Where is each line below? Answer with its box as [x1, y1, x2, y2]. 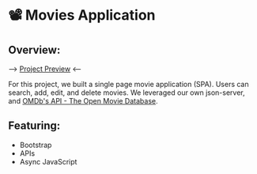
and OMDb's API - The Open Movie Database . [8, 96, 158, 105]
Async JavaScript [19, 157, 77, 166]
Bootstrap [19, 140, 52, 149]
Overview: [8, 43, 61, 56]
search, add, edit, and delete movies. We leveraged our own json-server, [8, 88, 245, 97]
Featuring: [8, 119, 61, 133]
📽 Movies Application [8, 6, 156, 25]
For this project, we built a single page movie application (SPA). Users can [8, 80, 249, 89]
